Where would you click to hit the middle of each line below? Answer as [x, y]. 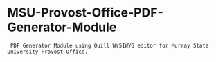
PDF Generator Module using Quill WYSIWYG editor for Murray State [109, 45]
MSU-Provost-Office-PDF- [85, 13]
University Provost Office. [48, 52]
